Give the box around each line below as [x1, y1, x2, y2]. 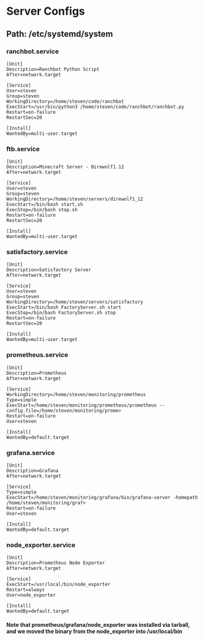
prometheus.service [6, 351, 68, 359]
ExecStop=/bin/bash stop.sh [6, 207, 78, 213]
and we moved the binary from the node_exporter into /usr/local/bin [6, 628, 183, 635]
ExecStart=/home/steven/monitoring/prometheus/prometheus [6, 402, 157, 408]
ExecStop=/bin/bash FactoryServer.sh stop [6, 310, 116, 316]
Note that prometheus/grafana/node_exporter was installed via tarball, [6, 621, 191, 628]
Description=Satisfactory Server [6, 267, 92, 273]
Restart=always [6, 587, 45, 593]
